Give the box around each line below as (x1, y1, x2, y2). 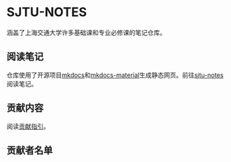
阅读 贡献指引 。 (6, 122, 50, 130)
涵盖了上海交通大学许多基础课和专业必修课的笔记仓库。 (6, 28, 166, 36)
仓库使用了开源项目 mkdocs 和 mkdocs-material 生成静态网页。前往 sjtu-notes (6, 71, 224, 79)
